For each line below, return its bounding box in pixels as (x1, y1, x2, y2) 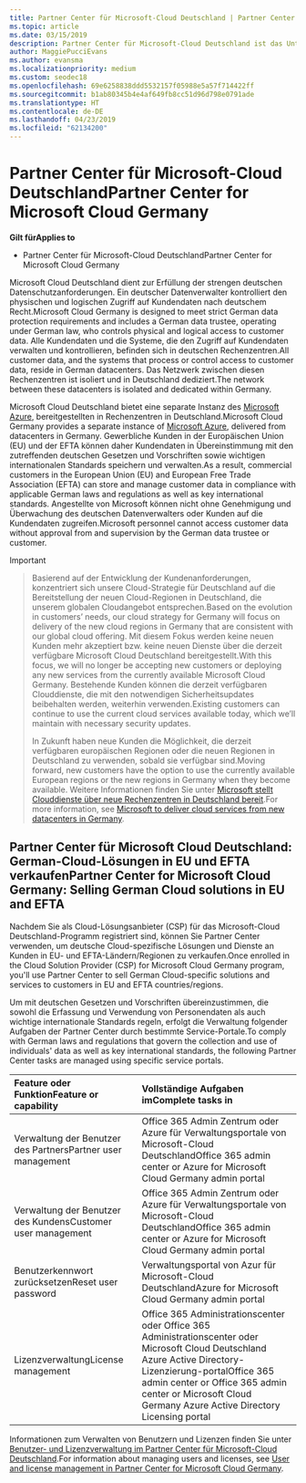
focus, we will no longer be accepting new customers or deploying (31, 659, 282, 671)
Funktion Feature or (14, 1088, 99, 1101)
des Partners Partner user (14, 1143, 122, 1155)
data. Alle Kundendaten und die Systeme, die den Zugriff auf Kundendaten (9, 335, 289, 346)
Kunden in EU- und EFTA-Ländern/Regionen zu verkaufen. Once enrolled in (9, 950, 290, 961)
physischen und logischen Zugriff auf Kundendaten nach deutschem (9, 296, 267, 307)
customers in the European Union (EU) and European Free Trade (9, 469, 251, 480)
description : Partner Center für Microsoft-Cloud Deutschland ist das (9, 38, 283, 48)
